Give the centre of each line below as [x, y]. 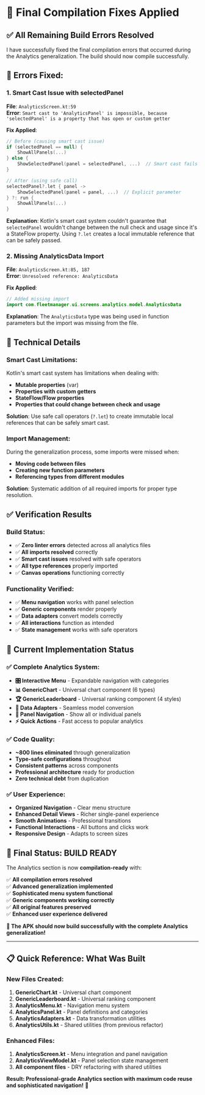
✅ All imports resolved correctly [56, 552]
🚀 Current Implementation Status [70, 649]
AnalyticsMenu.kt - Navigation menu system [72, 1005]
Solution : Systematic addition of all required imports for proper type [92, 488]
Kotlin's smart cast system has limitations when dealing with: [83, 373]
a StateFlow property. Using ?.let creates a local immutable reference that [100, 234]
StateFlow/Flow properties [49, 398]
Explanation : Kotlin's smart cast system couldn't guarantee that [86, 221]
